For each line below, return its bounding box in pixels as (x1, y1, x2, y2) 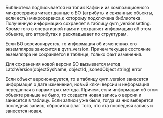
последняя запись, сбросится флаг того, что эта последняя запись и (5, 103, 153, 108)
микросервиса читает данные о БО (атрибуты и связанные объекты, (5, 10, 154, 16)
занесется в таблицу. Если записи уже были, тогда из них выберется (5, 97, 154, 103)
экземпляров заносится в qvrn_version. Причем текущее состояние (5, 46, 151, 52)
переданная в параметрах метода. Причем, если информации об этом (5, 87, 158, 92)
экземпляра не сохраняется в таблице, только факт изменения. (5, 51, 143, 57)
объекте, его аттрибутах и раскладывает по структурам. (5, 31, 128, 37)
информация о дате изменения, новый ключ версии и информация (5, 81, 149, 87)
